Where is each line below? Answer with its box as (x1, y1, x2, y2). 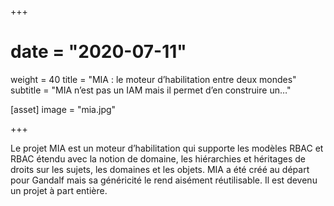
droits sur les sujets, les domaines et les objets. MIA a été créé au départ (10, 163, 310, 175)
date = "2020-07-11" (10, 41, 187, 63)
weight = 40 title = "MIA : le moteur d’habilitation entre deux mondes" (10, 73, 297, 85)
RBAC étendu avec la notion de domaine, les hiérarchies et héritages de (10, 152, 306, 165)
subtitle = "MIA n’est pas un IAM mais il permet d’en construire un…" (10, 84, 292, 96)
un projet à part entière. (10, 184, 108, 196)
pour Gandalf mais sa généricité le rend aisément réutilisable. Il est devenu (10, 174, 318, 186)
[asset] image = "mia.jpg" (10, 103, 117, 115)
